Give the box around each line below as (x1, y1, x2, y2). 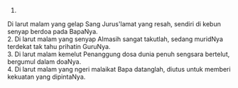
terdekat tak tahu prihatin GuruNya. (7, 43, 111, 50)
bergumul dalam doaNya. (7, 57, 82, 66)
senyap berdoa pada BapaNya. (7, 28, 98, 35)
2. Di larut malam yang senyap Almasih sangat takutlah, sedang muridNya (7, 35, 224, 43)
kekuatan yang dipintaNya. (7, 72, 86, 81)
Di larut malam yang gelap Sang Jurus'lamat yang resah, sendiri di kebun (7, 20, 222, 28)
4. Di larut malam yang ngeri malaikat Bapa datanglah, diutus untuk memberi (7, 65, 231, 73)
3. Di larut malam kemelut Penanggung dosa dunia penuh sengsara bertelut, (7, 50, 230, 58)
